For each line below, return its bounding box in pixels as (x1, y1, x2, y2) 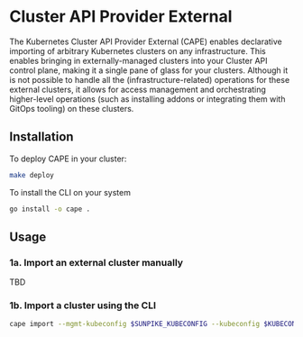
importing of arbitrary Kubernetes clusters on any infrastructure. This (9, 45, 266, 56)
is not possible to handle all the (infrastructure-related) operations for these (9, 74, 290, 85)
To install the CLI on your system (9, 187, 131, 197)
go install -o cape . (9, 205, 91, 214)
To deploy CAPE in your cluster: (9, 153, 127, 164)
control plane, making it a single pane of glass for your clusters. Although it (9, 65, 289, 76)
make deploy (9, 170, 54, 179)
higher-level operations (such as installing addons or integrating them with (9, 93, 286, 105)
